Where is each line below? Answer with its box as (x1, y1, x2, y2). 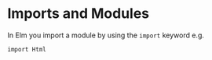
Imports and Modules (7, 5, 150, 23)
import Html (7, 45, 46, 53)
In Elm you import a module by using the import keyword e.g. (7, 30, 205, 40)
